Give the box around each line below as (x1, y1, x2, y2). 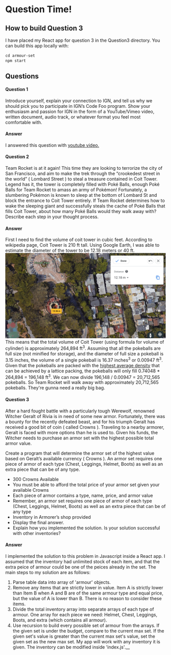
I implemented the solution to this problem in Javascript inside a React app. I (5, 553, 165, 559)
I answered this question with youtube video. (5, 142, 99, 148)
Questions (5, 72, 39, 81)
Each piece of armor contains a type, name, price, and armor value (12, 492, 154, 498)
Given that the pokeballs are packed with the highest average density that (5, 362, 160, 368)
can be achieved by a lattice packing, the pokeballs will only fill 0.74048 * (5, 368, 160, 374)
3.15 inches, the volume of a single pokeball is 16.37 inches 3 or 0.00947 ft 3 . (5, 356, 163, 363)
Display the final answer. (12, 519, 65, 525)
